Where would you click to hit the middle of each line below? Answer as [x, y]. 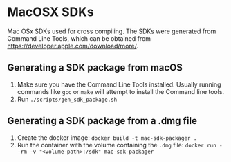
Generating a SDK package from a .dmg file [102, 121]
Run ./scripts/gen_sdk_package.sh [67, 99]
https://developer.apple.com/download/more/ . [73, 46]
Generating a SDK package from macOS [95, 67]
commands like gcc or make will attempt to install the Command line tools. [121, 91]
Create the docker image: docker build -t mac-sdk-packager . [107, 137]
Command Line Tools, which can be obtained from [79, 38]
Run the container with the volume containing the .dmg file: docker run [117, 145]
